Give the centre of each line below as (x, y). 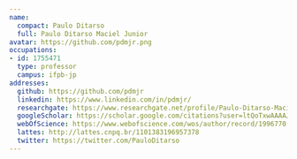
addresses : (29, 83)
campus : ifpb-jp (47, 75)
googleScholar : (45, 116)
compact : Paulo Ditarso (61, 26)
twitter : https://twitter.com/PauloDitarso (98, 140)
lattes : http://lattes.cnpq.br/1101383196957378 (108, 132)
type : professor (47, 67)
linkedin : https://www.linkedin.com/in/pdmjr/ (104, 99)
